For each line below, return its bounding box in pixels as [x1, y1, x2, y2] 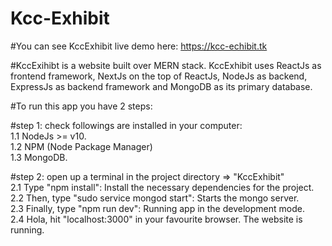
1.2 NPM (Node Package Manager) [10, 140, 153, 152]
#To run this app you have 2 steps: [10, 100, 153, 112]
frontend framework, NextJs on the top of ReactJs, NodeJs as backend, [10, 70, 308, 82]
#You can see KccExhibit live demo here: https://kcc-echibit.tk [10, 40, 268, 52]
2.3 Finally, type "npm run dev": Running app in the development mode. [10, 202, 305, 214]
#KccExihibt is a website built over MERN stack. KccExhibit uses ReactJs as [10, 59, 322, 71]
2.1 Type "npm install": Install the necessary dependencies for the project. [10, 181, 315, 193]
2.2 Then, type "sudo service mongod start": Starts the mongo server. [10, 192, 300, 204]
